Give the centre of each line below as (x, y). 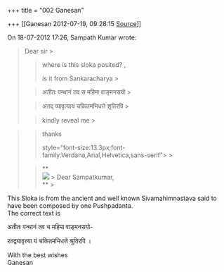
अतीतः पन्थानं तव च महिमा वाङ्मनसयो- (50, 227)
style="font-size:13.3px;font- (84, 148)
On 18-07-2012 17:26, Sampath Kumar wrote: (72, 37)
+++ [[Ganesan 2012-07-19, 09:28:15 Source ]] (74, 24)
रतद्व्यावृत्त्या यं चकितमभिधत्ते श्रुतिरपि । (50, 241)
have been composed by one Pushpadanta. (70, 206)
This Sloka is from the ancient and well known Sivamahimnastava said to (112, 198)
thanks (52, 134)
